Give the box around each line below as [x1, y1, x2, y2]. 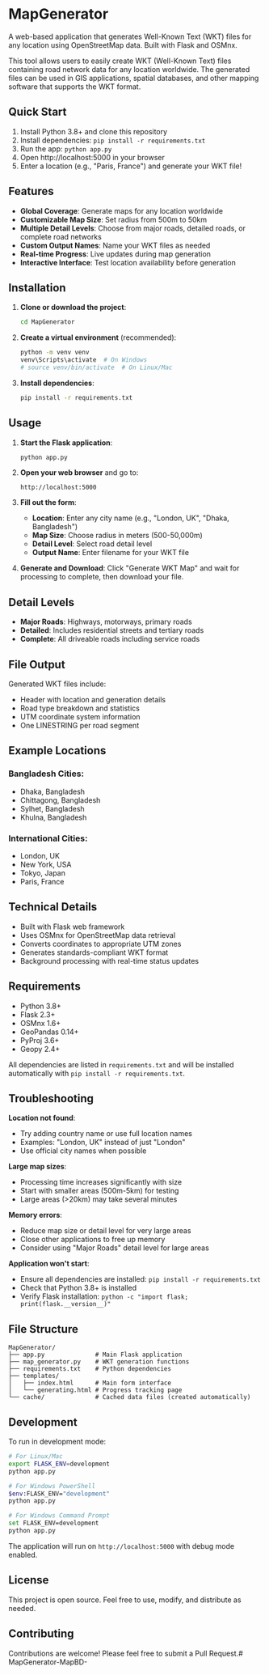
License [8, 1573, 49, 1587]
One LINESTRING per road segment [19, 721, 140, 731]
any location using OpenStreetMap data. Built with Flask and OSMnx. [8, 40, 238, 49]
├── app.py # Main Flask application [8, 1351, 183, 1359]
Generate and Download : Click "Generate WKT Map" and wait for [19, 563, 240, 573]
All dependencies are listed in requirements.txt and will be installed [8, 1059, 234, 1069]
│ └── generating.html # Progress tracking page [8, 1386, 183, 1394]
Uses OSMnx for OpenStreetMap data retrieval [19, 930, 176, 939]
